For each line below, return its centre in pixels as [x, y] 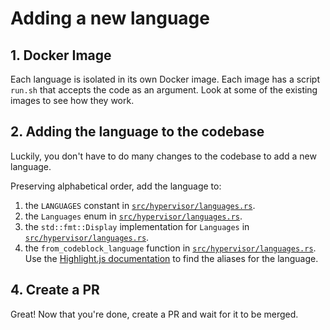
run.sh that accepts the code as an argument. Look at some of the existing [164, 90]
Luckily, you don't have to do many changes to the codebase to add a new [163, 156]
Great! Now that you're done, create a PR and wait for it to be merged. [154, 314]
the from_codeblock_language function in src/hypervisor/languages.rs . [170, 248]
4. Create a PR [55, 290]
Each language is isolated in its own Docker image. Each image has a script [165, 79]
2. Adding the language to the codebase [137, 132]
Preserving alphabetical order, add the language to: [116, 186]
